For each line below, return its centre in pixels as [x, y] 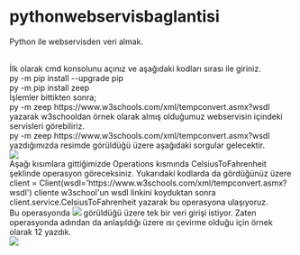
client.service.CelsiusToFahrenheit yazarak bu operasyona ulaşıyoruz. [139, 202]
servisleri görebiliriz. [47, 126]
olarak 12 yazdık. [41, 232]
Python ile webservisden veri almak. [77, 41]
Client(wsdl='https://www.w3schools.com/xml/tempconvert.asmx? [163, 183]
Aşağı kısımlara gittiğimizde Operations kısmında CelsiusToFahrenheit [138, 163]
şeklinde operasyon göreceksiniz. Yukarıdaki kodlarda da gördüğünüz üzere [150, 173]
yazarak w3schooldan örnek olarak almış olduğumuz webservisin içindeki [146, 116]
